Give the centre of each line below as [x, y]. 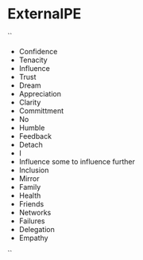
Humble [32, 128]
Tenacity [33, 60]
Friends [31, 203]
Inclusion [34, 170]
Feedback [35, 136]
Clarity [30, 102]
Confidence [38, 51]
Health [30, 195]
